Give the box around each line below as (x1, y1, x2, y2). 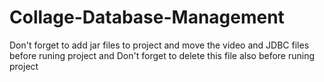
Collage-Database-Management (9, 6, 285, 29)
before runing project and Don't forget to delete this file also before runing (9, 49, 316, 61)
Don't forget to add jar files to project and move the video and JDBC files (9, 39, 310, 51)
